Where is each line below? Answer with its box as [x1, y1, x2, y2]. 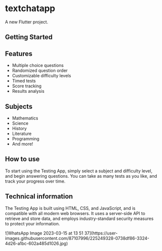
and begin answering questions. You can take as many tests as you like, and [5, 173, 157, 179]
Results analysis [12, 88, 45, 94]
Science [12, 120, 29, 126]
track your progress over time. [5, 178, 65, 184]
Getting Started [5, 33, 53, 41]
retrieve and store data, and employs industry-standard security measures [5, 216, 154, 221]
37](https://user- [84, 230, 118, 236]
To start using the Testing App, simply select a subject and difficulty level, [5, 168, 153, 174]
